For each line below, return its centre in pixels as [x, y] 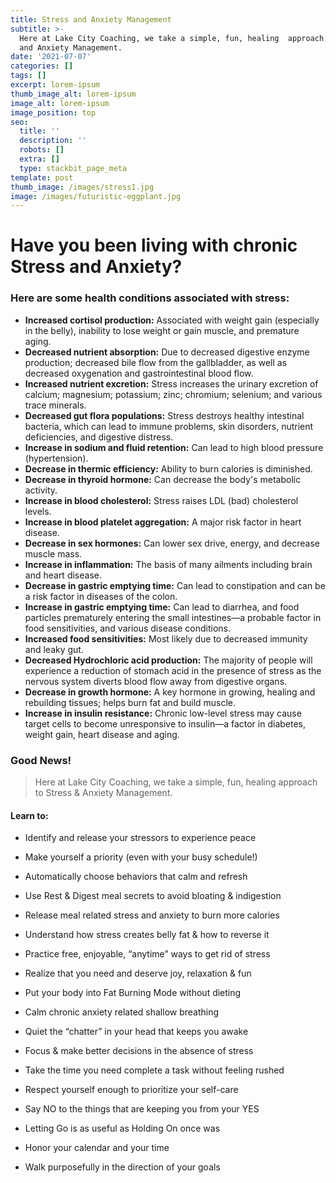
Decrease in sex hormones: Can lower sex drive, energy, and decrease [172, 543]
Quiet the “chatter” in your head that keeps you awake [136, 1032]
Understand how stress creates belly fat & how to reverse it [147, 935]
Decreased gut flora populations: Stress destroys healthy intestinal [164, 415]
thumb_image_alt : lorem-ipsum [73, 94]
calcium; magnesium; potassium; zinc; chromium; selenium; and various [173, 394]
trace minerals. [55, 405]
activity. [41, 490]
